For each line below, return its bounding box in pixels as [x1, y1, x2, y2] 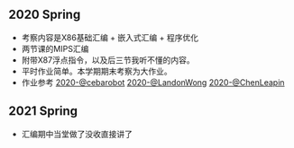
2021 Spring [8, 103, 78, 119]
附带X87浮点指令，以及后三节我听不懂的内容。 [21, 54, 195, 65]
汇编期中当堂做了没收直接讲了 [21, 128, 133, 139]
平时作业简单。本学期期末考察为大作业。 [21, 65, 172, 76]
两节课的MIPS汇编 [21, 43, 89, 54]
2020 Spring [8, 7, 81, 22]
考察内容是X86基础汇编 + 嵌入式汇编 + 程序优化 [21, 31, 199, 43]
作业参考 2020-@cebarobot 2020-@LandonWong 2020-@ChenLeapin [21, 76, 285, 88]
